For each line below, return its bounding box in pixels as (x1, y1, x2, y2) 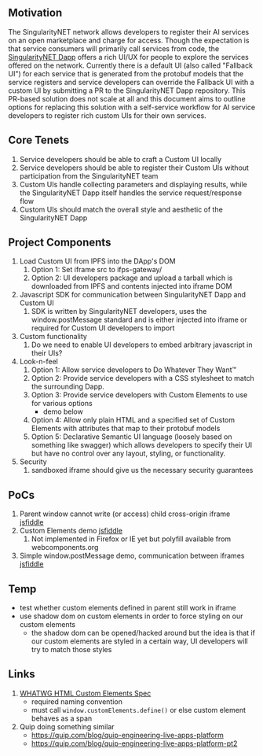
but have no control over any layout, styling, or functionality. (31, 448, 226, 459)
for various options (31, 399, 93, 408)
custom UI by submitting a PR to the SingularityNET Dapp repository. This (8, 86, 246, 95)
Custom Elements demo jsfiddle (19, 526, 123, 536)
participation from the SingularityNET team (19, 171, 159, 180)
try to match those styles (31, 645, 112, 655)
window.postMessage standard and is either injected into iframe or (31, 315, 247, 325)
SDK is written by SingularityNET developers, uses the (31, 307, 207, 316)
